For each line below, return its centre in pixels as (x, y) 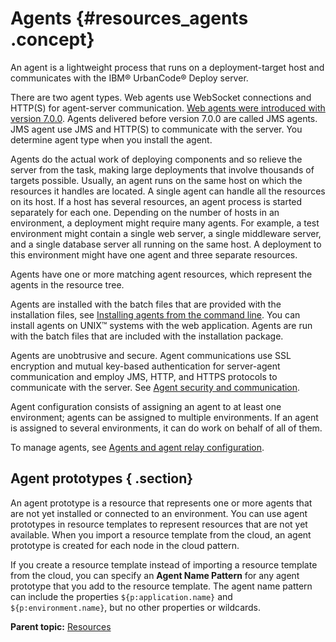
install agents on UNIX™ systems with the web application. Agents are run (161, 325)
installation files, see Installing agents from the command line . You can (155, 314)
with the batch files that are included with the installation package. (147, 336)
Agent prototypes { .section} (102, 478)
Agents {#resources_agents (129, 18)
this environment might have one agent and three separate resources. (154, 254)
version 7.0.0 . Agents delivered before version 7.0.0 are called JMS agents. (164, 118)
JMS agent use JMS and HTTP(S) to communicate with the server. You (156, 129)
